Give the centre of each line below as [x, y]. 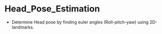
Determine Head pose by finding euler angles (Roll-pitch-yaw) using [80, 22]
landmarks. [23, 27]
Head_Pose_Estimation [52, 9]
